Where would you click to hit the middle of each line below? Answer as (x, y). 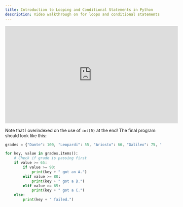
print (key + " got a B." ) (58, 181)
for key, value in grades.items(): (42, 154)
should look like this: (26, 135)
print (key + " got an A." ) (59, 172)
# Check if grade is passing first (51, 158)
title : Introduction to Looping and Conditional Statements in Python (79, 10)
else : (20, 195)
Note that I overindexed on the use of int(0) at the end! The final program (80, 130)
